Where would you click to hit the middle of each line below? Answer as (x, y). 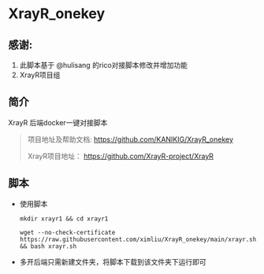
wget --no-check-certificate (67, 232)
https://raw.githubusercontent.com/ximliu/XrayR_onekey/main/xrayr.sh (138, 239)
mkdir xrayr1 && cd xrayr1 (64, 218)
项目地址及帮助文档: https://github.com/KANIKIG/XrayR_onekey (130, 139)
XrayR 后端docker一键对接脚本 (58, 122)
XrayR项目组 (40, 75)
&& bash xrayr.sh (48, 246)
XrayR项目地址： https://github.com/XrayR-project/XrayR (121, 156)
